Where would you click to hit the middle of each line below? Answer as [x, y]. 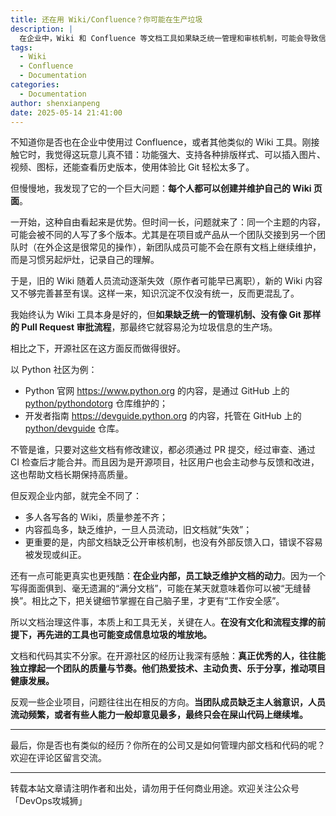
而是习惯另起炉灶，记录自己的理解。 [85, 260]
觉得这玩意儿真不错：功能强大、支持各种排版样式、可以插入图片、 [189, 155]
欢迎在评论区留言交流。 [58, 758]
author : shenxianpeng [55, 103]
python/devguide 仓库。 [74, 428]
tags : [21, 47]
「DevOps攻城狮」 [49, 801]
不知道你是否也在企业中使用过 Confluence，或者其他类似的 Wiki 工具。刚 [161, 142]
